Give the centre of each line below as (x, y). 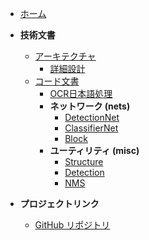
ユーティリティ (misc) (94, 150)
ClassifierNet (91, 128)
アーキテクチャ (65, 56)
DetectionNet (92, 117)
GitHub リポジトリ (72, 225)
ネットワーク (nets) (90, 106)
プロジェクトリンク (59, 203)
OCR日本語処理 (81, 93)
